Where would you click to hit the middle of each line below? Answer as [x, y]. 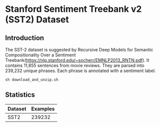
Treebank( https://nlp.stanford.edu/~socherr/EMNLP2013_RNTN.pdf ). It [77, 60]
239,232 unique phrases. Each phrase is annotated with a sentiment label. [80, 71]
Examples [43, 109]
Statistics [20, 95]
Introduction [25, 38]
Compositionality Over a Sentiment [40, 55]
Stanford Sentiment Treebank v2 [74, 9]
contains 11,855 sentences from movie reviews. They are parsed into [75, 65]
